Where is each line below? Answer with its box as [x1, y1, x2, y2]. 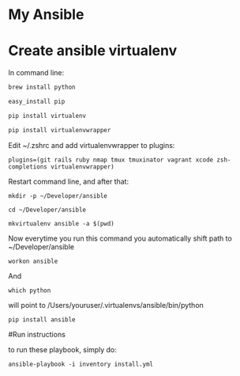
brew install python [8, 83, 77, 92]
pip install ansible [8, 315, 77, 324]
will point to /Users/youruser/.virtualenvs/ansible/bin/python [8, 300, 204, 310]
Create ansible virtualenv [8, 42, 178, 60]
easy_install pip [8, 97, 66, 105]
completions [8, 162, 47, 171]
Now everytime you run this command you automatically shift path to [8, 234, 233, 243]
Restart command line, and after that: [8, 177, 129, 186]
